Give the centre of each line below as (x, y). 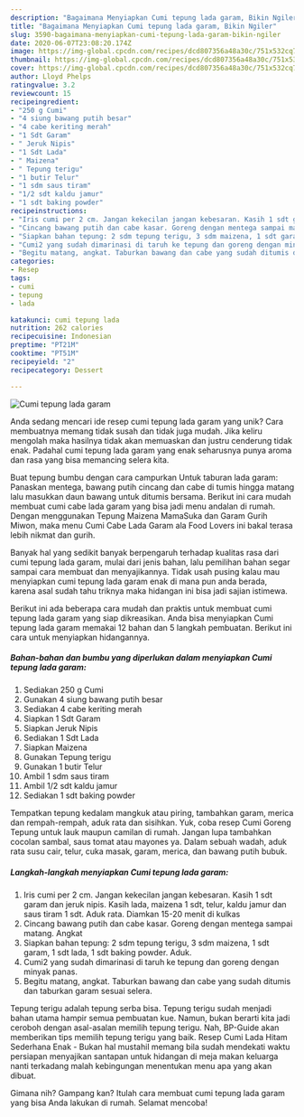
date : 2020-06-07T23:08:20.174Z (71, 43)
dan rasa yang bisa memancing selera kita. (90, 460)
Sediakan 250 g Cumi (63, 690)
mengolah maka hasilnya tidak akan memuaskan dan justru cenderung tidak (151, 440)
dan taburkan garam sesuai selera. (88, 991)
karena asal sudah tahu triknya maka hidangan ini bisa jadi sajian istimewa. (149, 591)
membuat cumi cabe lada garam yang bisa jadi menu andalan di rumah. (143, 506)
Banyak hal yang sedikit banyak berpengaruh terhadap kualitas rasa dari (144, 552)
